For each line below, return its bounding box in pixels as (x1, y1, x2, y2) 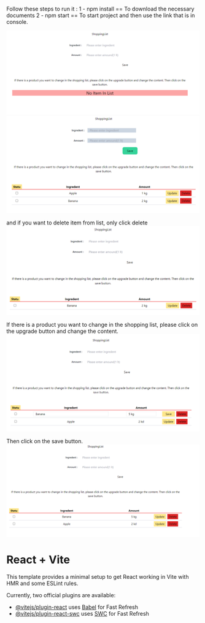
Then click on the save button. (6, 437, 83, 445)
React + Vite (6, 553, 71, 567)
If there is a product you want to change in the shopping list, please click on (6, 321, 198, 329)
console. (6, 18, 29, 25)
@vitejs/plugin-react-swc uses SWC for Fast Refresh (15, 610, 149, 617)
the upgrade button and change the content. (6, 327, 118, 335)
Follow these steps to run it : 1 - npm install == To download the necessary (6, 6, 195, 12)
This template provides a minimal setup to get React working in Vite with (6, 573, 189, 580)
